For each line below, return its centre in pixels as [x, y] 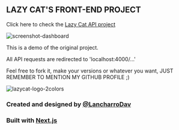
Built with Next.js [32, 120]
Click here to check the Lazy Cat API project [61, 24]
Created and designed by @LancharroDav [69, 104]
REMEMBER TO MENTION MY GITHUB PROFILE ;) [68, 77]
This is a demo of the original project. [53, 47]
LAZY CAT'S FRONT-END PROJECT [74, 10]
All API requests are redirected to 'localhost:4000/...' [71, 59]
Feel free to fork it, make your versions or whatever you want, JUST [90, 71]
